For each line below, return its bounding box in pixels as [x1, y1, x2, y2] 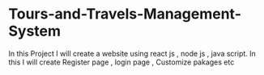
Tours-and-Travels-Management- [8, 5, 241, 23]
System [8, 22, 62, 40]
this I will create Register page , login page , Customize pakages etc [8, 57, 235, 67]
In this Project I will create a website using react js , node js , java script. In [8, 48, 257, 58]
